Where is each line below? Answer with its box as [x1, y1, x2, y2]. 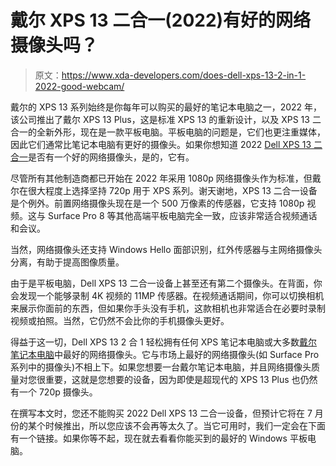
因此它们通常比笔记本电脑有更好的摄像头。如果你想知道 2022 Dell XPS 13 [10, 138, 312, 150]
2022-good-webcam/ [34, 80, 125, 92]
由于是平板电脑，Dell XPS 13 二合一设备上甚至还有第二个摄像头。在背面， [10, 277, 314, 289]
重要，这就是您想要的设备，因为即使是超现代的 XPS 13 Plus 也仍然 [44, 373, 318, 385]
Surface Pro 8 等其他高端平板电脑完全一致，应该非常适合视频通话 [47, 209, 318, 221]
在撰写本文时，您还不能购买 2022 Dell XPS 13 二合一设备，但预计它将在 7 [10, 407, 313, 419]
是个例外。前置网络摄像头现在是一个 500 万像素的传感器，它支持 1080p [10, 197, 305, 209]
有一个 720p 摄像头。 [10, 386, 98, 398]
